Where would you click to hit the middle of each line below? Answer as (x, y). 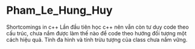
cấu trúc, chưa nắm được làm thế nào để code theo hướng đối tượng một (97, 33)
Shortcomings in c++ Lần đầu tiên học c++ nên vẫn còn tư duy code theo (97, 27)
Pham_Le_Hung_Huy (59, 10)
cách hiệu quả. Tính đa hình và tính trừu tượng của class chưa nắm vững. (97, 39)
